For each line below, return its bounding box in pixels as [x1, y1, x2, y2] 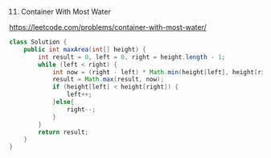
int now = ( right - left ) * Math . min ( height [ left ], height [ [51, 68, 258, 76]
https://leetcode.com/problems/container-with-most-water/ [9, 23, 207, 31]
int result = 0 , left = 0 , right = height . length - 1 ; [38, 52, 226, 61]
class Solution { [9, 38, 68, 46]
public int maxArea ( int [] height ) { [23, 45, 147, 53]
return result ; [38, 128, 89, 136]
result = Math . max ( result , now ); [51, 76, 164, 84]
